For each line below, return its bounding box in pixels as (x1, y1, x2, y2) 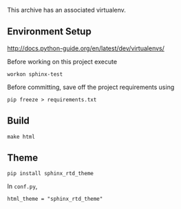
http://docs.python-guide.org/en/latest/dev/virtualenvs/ (7, 44, 165, 52)
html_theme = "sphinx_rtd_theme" (7, 196, 103, 203)
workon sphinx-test (7, 70, 63, 78)
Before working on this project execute (7, 57, 118, 66)
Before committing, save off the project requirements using (7, 83, 175, 91)
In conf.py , (7, 182, 38, 190)
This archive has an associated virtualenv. (7, 6, 126, 14)
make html (7, 133, 36, 140)
